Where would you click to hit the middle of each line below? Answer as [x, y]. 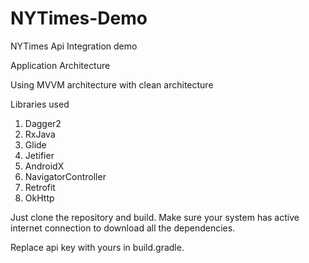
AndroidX [44, 166]
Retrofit [40, 187]
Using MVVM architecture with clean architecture [112, 84]
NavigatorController [65, 176]
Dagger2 [43, 123]
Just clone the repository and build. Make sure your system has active [155, 217]
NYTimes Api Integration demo [74, 46]
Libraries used [40, 104]
